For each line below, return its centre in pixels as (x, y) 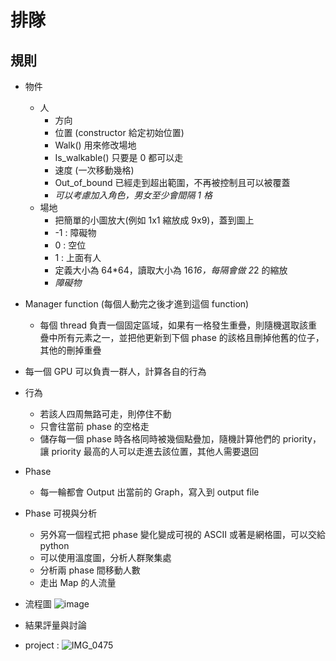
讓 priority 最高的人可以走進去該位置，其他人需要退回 (149, 451)
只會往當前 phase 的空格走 (94, 426)
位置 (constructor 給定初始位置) (119, 132)
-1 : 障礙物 (75, 232)
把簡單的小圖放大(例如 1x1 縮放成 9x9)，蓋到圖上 (154, 220)
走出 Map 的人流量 (78, 582)
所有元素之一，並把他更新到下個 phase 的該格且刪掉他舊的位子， (191, 337)
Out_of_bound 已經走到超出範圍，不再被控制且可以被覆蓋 (172, 182)
